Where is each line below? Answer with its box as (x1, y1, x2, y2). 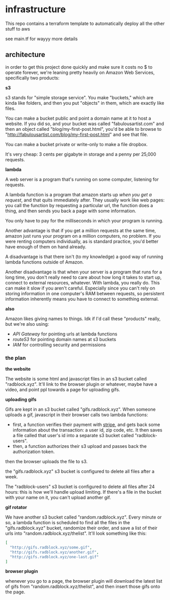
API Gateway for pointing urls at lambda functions (12, 331, 118, 337)
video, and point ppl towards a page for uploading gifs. (5, 387, 121, 393)
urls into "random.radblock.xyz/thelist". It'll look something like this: (5, 530, 147, 536)
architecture (5, 50, 46, 59)
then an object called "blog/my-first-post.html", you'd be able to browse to (5, 126, 162, 132)
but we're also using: (5, 321, 49, 327)
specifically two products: (5, 75, 60, 81)
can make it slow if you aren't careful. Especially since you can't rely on (5, 285, 155, 291)
